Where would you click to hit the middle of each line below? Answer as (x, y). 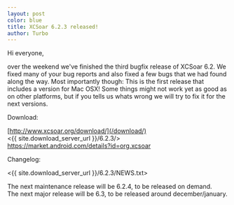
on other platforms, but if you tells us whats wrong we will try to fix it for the (116, 97)
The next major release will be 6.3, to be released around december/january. (117, 194)
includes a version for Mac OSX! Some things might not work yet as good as (117, 89)
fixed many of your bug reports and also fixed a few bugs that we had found (117, 74)
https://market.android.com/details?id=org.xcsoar (79, 146)
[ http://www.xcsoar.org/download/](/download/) (77, 131)
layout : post (26, 14)
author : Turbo (28, 33)
